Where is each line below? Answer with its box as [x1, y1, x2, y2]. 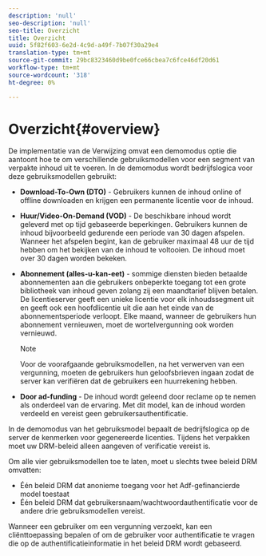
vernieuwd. [19, 328, 58, 338]
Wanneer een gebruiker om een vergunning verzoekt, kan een [8, 522, 212, 531]
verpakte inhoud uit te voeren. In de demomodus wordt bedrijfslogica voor [8, 163, 253, 173]
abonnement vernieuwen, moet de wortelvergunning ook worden [19, 320, 234, 330]
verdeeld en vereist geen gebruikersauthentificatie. [19, 409, 189, 419]
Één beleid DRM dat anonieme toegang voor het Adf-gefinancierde [19, 481, 240, 490]
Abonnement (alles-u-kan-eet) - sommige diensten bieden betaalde [19, 269, 248, 279]
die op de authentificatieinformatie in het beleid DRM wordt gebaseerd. [8, 538, 242, 548]
